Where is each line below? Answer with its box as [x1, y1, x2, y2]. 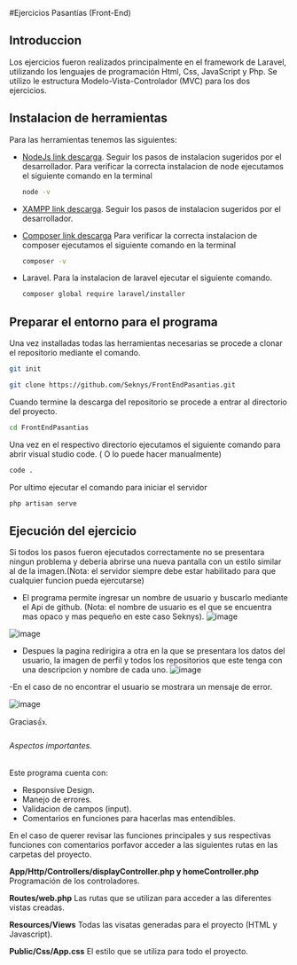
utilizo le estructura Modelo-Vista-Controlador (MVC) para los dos [9, 75, 251, 86]
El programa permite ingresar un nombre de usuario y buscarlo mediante [21, 592, 288, 603]
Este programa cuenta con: [9, 767, 108, 779]
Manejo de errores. [21, 794, 92, 805]
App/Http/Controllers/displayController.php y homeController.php [9, 867, 260, 877]
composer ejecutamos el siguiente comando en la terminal [21, 239, 237, 250]
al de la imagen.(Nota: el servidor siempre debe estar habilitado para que [9, 566, 277, 577]
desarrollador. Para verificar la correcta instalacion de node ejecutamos [21, 161, 284, 171]
